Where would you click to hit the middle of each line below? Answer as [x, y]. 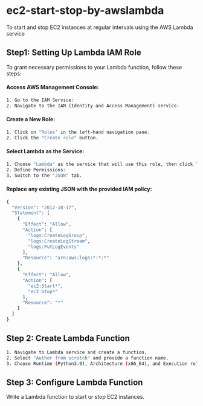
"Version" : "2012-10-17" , [44, 208]
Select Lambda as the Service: [45, 151]
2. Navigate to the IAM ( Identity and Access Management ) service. [93, 106]
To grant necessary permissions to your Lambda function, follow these [94, 67]
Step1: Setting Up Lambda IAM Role [74, 53]
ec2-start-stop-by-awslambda [85, 11]
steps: [14, 74]
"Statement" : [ [31, 213]
